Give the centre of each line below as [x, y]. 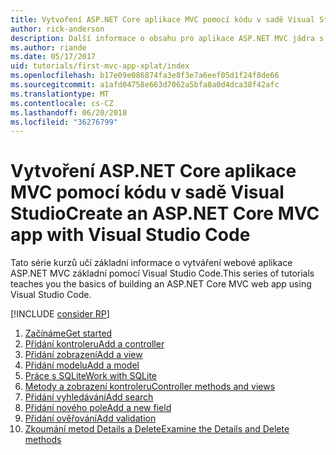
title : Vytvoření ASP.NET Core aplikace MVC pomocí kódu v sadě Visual [162, 19]
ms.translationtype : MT [60, 94]
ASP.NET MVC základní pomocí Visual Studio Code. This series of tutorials [162, 273]
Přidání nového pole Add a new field [98, 408]
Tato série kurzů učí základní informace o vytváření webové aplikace [151, 263]
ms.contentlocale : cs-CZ [62, 103]
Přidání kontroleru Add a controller [94, 344]
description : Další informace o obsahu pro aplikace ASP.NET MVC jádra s [167, 38]
